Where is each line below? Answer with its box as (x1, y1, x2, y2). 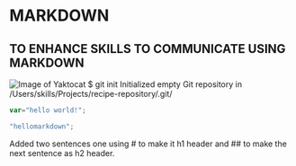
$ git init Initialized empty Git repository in (87, 79, 243, 90)
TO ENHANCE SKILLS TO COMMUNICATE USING (9, 41, 286, 57)
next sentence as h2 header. (9, 147, 115, 158)
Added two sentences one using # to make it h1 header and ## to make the (9, 138, 288, 149)
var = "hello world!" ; (9, 106, 87, 115)
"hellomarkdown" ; (9, 122, 75, 131)
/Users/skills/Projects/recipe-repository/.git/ (9, 89, 173, 99)
